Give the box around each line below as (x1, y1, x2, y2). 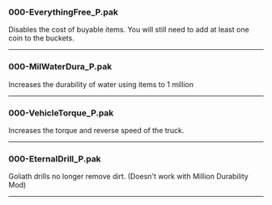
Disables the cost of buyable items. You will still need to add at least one (8, 25, 249, 35)
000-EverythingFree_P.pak (8, 6, 119, 18)
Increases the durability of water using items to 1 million (8, 79, 194, 89)
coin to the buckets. (8, 33, 74, 43)
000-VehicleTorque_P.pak (8, 107, 114, 119)
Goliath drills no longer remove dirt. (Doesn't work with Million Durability (8, 172, 249, 182)
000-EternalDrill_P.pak (8, 153, 101, 164)
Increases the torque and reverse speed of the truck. (8, 125, 185, 135)
